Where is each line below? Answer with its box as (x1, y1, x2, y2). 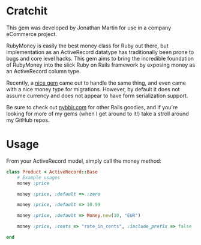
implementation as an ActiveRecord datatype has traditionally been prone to (6, 48, 194, 55)
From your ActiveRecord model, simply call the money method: (6, 157, 162, 165)
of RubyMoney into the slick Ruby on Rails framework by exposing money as (6, 61, 196, 68)
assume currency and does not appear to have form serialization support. (6, 92, 188, 99)
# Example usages (17, 174, 61, 181)
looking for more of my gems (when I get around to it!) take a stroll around (6, 110, 189, 117)
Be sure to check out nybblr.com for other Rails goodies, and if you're (6, 103, 178, 110)
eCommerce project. (6, 30, 57, 37)
